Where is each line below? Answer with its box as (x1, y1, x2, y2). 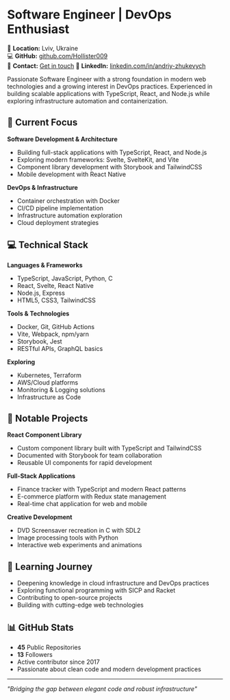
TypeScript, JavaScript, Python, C (16, 274, 113, 282)
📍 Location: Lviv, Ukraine (7, 44, 79, 52)
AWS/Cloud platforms (16, 378, 79, 387)
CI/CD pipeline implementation (16, 204, 104, 212)
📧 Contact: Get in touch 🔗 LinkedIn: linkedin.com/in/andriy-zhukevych (7, 62, 206, 70)
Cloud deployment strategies (16, 218, 99, 226)
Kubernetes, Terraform (16, 371, 82, 379)
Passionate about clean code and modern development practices (16, 665, 202, 673)
